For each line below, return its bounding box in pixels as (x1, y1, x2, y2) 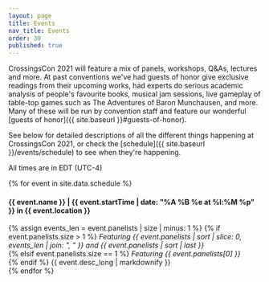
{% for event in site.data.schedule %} (8, 178, 132, 189)
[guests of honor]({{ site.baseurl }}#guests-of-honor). (8, 115, 187, 125)
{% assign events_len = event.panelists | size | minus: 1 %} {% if (8, 223, 221, 233)
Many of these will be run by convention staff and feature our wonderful (8, 106, 247, 116)
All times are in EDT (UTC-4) (8, 163, 103, 173)
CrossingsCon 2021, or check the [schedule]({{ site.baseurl (8, 139, 206, 149)
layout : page (8, 11, 52, 20)
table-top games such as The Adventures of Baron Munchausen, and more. (8, 98, 259, 108)
